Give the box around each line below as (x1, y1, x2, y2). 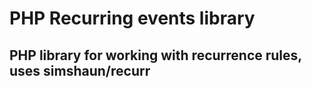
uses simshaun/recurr (9, 62, 151, 79)
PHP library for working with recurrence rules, (9, 47, 302, 64)
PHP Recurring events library (9, 7, 256, 30)
